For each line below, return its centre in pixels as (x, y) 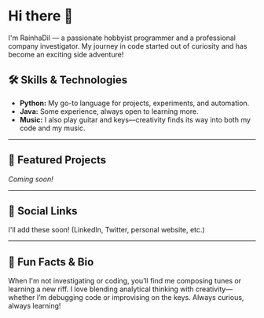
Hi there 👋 (40, 16)
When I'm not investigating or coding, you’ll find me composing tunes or (125, 281)
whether (22, 298)
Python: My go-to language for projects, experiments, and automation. (134, 103)
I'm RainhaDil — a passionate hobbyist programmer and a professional (122, 38)
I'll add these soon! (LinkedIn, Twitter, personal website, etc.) (107, 230)
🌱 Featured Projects (57, 160)
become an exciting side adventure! (66, 54)
